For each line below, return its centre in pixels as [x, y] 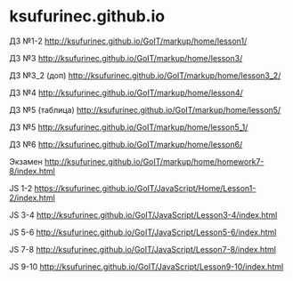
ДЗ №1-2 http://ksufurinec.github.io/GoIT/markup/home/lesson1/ [128, 41]
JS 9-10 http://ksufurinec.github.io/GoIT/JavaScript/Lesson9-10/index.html [146, 266]
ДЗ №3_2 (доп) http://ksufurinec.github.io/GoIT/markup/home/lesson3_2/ [145, 75]
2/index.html [32, 197]
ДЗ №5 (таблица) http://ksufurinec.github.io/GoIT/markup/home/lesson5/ [145, 109]
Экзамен [26, 161]
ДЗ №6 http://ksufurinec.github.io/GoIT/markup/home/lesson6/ [126, 144]
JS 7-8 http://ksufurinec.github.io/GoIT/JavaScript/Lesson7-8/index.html [142, 249]
